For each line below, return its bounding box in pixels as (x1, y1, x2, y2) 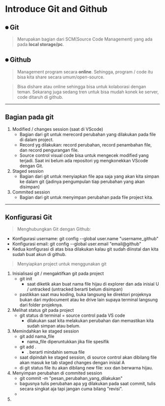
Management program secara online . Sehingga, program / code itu (17, 69, 153, 74)
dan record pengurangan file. (19, 147, 79, 153)
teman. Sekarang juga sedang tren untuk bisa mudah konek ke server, (17, 89, 159, 95)
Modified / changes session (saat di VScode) (12, 126, 104, 132)
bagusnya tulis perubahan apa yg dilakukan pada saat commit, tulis (19, 381, 156, 387)
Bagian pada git (5, 113, 54, 121)
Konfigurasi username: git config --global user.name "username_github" (12, 236, 159, 242)
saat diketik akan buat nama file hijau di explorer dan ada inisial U (27, 281, 159, 287)
